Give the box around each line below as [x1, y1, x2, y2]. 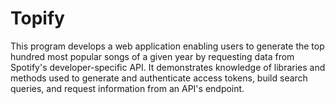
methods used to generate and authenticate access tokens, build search [10, 72, 308, 84]
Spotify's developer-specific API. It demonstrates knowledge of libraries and [10, 61, 326, 73]
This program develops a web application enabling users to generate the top [10, 40, 325, 52]
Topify [10, 7, 65, 30]
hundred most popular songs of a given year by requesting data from [10, 50, 295, 62]
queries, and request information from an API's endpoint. [10, 82, 245, 94]
